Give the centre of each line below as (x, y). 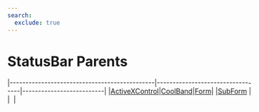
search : (20, 15)
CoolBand (177, 92)
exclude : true (37, 23)
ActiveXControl (135, 92)
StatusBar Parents (68, 61)
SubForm (232, 92)
